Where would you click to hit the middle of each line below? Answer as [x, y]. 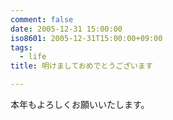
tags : [21, 47]
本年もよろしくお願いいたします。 [80, 104]
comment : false [42, 19]
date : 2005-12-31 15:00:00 [66, 29]
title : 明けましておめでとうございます [81, 66]
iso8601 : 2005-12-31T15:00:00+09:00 [86, 38]
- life [33, 57]
